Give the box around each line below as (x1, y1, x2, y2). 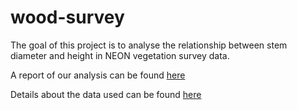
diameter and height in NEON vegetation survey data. (10, 49, 230, 61)
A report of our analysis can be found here (10, 69, 186, 81)
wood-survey (10, 6, 125, 29)
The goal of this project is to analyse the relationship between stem (10, 39, 288, 51)
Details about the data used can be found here (10, 88, 202, 100)
